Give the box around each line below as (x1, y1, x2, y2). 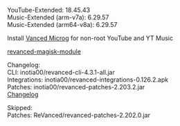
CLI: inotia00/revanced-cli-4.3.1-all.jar (7, 69, 116, 76)
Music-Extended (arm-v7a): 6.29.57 (7, 13, 109, 21)
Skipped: (7, 104, 33, 111)
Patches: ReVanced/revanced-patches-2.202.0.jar (7, 111, 151, 119)
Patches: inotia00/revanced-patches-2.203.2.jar (7, 83, 145, 91)
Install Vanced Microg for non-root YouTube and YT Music (7, 34, 173, 42)
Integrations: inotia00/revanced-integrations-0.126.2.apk (7, 75, 168, 84)
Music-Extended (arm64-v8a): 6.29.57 (7, 21, 118, 28)
